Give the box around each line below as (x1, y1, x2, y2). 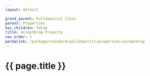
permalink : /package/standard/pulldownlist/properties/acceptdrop (5, 39, 145, 44)
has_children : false (5, 25, 48, 30)
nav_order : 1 (5, 35, 32, 39)
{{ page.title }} (5, 60, 66, 72)
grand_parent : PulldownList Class (5, 16, 77, 21)
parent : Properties (5, 21, 46, 26)
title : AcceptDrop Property (5, 30, 63, 35)
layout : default (5, 7, 39, 12)
